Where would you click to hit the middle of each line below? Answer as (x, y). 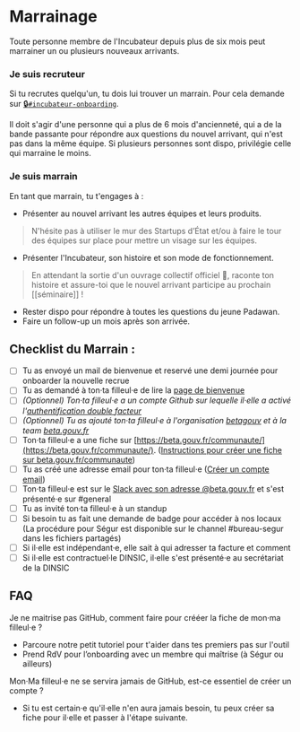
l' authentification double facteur (81, 411)
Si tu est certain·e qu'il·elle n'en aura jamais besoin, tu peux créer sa (148, 708)
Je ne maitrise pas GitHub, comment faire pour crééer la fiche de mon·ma (145, 617)
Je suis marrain (43, 177)
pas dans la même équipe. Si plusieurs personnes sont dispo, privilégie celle (150, 144)
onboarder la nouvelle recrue (76, 381)
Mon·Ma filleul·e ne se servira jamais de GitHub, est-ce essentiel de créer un (150, 681)
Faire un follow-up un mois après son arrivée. (106, 321)
